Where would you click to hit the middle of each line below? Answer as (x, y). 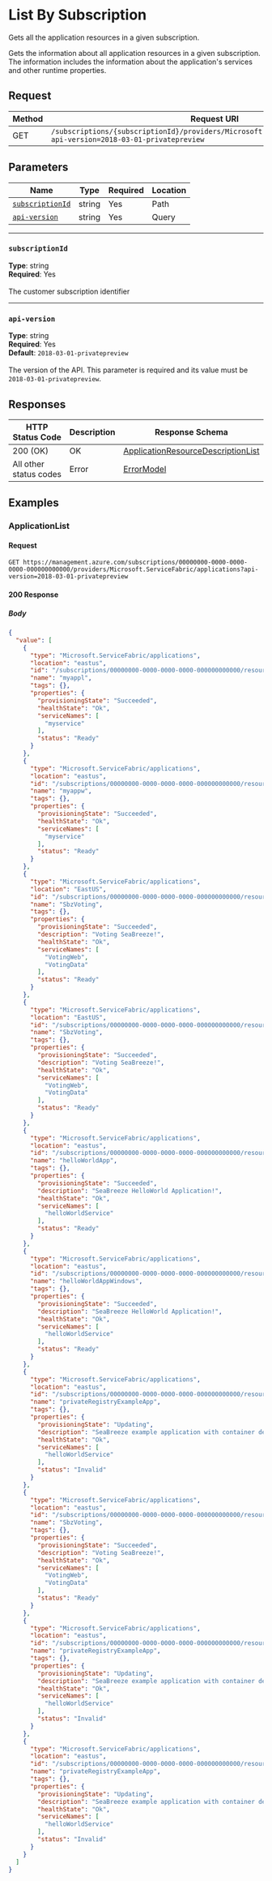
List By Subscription (78, 15)
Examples (34, 503)
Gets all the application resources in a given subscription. (104, 37)
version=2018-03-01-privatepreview (68, 577)
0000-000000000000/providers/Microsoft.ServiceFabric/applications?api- (134, 569)
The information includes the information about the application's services (131, 62)
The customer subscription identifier (69, 291)
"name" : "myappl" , (61, 678)
